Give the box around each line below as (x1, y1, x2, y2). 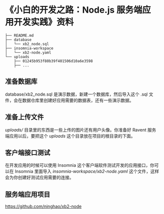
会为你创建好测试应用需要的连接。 (5, 175, 74, 180)
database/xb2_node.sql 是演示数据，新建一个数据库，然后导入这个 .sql (5, 91, 148, 97)
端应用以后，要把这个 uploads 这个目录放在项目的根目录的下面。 (5, 133, 136, 139)
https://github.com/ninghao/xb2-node (5, 203, 82, 210)
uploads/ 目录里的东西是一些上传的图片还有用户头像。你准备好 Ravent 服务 (5, 127, 157, 133)
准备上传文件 (5, 113, 44, 121)
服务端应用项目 (5, 190, 50, 198)
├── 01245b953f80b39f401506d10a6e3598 (14, 58, 93, 63)
